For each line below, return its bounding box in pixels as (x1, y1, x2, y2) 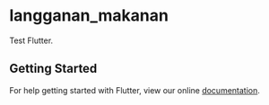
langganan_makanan (9, 5, 169, 26)
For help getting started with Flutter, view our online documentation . (9, 84, 260, 95)
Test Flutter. (9, 35, 54, 46)
